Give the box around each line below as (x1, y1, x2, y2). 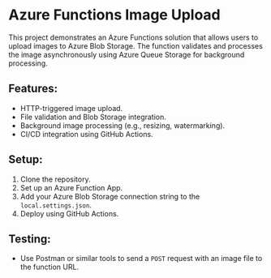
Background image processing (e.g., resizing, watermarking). (19, 120, 226, 130)
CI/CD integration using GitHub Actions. (19, 129, 153, 139)
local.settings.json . (19, 200, 92, 210)
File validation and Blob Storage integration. (19, 112, 166, 122)
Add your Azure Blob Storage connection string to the (19, 191, 200, 201)
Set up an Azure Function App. (19, 182, 123, 192)
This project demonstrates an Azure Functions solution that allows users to (8, 32, 259, 42)
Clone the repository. (19, 174, 91, 184)
